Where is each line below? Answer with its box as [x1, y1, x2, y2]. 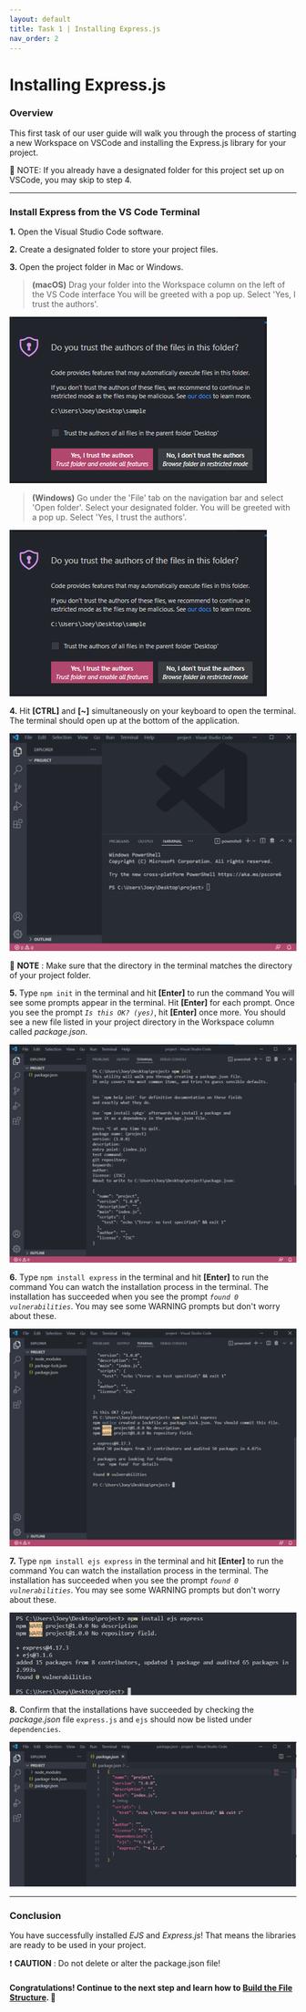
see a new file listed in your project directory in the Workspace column [9, 1016, 275, 1027]
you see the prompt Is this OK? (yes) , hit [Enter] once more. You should [9, 1006, 286, 1017]
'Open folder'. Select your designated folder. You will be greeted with [31, 502, 291, 513]
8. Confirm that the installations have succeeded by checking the [9, 1705, 255, 1716]
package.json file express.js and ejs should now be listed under [9, 1714, 252, 1725]
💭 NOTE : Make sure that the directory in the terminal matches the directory [9, 960, 293, 971]
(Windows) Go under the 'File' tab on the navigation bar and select [31, 492, 284, 503]
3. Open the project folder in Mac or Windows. [9, 262, 184, 273]
